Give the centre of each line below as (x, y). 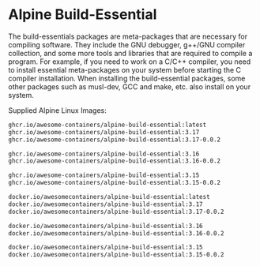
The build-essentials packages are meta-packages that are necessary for (128, 36)
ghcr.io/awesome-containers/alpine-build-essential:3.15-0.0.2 (115, 183)
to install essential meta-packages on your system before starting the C (125, 69)
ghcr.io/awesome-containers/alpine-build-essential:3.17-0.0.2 (115, 140)
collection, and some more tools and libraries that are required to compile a (130, 53)
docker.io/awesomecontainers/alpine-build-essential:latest (109, 197)
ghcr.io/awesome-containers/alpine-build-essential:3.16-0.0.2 (115, 161)
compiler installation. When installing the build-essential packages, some (127, 78)
